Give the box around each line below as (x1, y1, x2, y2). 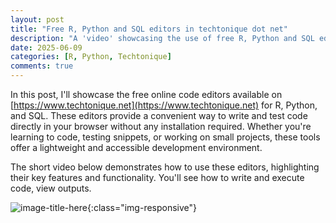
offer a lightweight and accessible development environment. (10, 142, 263, 153)
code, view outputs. (10, 182, 92, 194)
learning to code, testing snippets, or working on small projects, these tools (10, 131, 321, 143)
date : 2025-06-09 (10, 42, 83, 53)
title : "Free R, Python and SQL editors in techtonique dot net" (10, 24, 288, 34)
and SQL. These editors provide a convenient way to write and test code (10, 110, 308, 121)
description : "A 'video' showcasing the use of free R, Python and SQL (10, 33, 315, 43)
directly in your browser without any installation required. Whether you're (10, 121, 312, 132)
